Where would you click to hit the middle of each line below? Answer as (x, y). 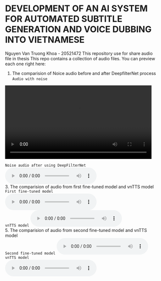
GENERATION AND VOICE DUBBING (78, 29)
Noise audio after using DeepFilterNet (46, 165)
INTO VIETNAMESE (45, 40)
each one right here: (25, 64)
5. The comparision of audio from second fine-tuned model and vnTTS (76, 230)
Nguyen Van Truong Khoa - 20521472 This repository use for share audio (79, 53)
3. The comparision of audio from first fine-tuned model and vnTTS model (80, 186)
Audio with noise (30, 79)
